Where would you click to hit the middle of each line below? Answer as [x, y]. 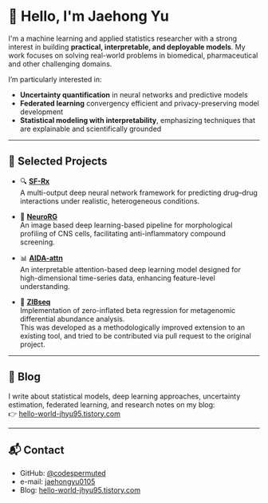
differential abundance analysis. [72, 319]
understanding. [45, 286]
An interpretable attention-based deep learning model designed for [130, 269]
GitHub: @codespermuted [63, 473]
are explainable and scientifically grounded [91, 129]
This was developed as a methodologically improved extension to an [132, 327]
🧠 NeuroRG [39, 216]
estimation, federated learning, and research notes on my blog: [112, 404]
